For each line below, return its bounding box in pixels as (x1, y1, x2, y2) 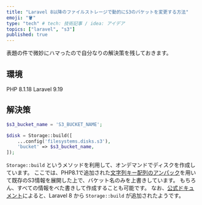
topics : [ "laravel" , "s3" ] (6, 26, 75, 32)
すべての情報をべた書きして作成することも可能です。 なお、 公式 (17, 184, 179, 192)
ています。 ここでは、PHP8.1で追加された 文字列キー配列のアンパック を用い (6, 169, 196, 176)
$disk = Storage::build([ (6, 132, 72, 138)
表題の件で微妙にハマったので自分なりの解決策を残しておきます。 (6, 50, 172, 57)
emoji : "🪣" (6, 15, 36, 21)
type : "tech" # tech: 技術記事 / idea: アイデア (6, 20, 125, 26)
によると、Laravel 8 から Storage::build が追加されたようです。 (22, 192, 185, 199)
